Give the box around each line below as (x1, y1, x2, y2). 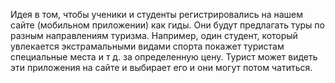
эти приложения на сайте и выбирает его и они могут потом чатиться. (10, 62, 313, 73)
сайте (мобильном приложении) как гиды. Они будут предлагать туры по (10, 19, 325, 31)
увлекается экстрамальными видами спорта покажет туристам (10, 40, 285, 52)
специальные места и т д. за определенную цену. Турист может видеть (10, 51, 318, 63)
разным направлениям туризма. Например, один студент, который (10, 30, 298, 41)
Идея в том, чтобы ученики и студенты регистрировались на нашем (10, 9, 304, 20)
